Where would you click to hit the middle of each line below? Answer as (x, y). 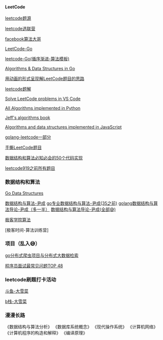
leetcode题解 (18, 89)
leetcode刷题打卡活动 (31, 280)
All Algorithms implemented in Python (43, 108)
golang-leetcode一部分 (28, 137)
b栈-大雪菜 (16, 301)
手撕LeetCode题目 (24, 148)
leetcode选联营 (20, 29)
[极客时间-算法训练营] (27, 230)
